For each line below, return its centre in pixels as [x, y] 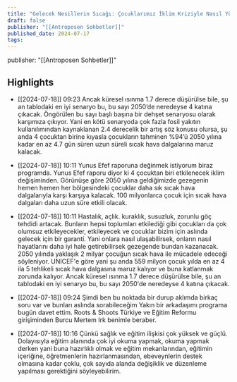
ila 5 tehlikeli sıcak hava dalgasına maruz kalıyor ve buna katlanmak [115, 269]
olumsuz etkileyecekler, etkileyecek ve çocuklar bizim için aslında [113, 231]
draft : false [26, 20]
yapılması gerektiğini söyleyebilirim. [69, 371]
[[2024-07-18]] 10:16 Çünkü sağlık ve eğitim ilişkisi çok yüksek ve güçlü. [122, 333]
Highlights [31, 82]
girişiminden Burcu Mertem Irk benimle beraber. [87, 320]
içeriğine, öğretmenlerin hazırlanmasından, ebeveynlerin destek [110, 356]
